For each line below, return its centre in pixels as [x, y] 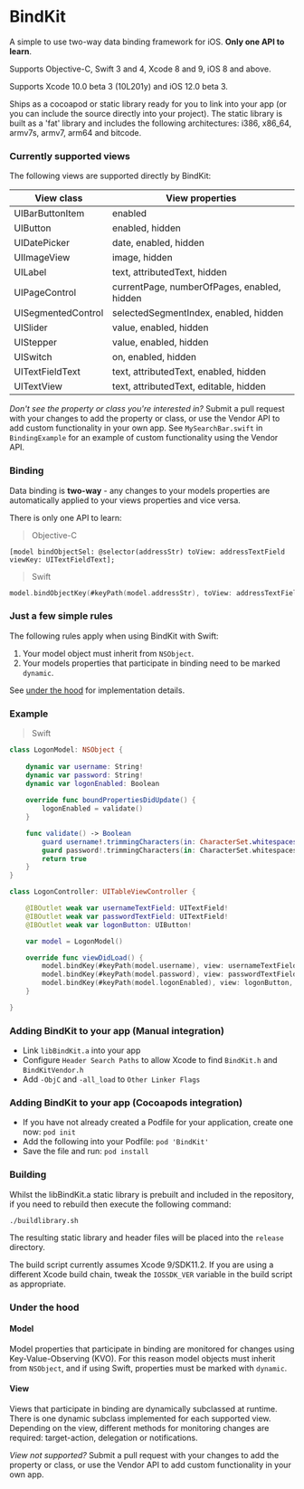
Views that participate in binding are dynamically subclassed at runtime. [143, 1408]
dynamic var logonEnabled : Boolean [93, 783]
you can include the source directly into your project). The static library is [146, 113]
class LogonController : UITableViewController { [103, 892]
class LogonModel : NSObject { [66, 750]
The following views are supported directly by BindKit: [110, 176]
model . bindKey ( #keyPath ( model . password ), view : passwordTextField [170, 974]
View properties [201, 198]
